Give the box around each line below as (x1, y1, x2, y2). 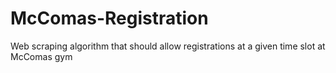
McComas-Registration (10, 7, 209, 30)
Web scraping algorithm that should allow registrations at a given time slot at (10, 40, 326, 52)
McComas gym (10, 50, 73, 62)
